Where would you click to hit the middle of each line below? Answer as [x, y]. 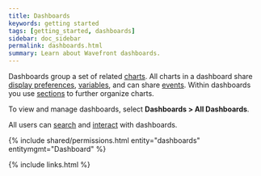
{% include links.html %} [49, 165]
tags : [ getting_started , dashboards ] [72, 31]
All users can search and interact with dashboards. [93, 125]
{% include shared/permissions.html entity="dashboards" [104, 140]
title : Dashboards [39, 16]
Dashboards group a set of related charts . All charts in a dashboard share [130, 76]
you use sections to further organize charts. [82, 93]
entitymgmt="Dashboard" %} [57, 149]
